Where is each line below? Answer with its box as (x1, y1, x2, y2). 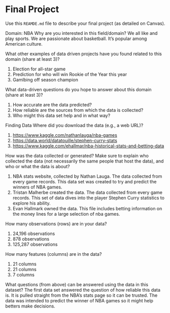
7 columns (12, 271, 35, 278)
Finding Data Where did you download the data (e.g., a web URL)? (5, 122, 144, 128)
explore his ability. (12, 200, 51, 206)
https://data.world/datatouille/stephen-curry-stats (12, 137, 118, 143)
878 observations (12, 236, 50, 242)
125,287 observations (12, 241, 58, 247)
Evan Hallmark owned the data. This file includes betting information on (12, 205, 162, 211)
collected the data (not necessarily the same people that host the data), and (5, 158, 164, 164)
